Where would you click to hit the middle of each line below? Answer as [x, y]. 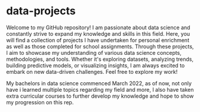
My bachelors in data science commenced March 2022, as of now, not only [99, 83]
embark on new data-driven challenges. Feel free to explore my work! [92, 71]
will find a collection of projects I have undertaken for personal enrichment [98, 40]
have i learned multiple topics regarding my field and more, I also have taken [100, 89]
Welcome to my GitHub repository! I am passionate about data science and [98, 27]
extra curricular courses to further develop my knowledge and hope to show [100, 96]
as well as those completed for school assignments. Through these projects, [100, 46]
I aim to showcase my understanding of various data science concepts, [94, 52]
